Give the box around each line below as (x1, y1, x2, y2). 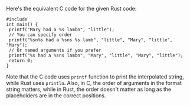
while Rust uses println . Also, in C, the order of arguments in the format (6, 80, 182, 86)
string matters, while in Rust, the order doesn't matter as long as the (6, 86, 172, 93)
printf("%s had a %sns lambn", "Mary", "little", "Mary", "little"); (8, 52, 184, 58)
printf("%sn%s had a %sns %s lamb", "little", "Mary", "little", (8, 37, 173, 43)
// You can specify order (8, 32, 73, 38)
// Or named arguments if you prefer (8, 47, 101, 53)
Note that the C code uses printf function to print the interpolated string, (6, 73, 184, 80)
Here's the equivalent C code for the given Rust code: (6, 5, 137, 12)
